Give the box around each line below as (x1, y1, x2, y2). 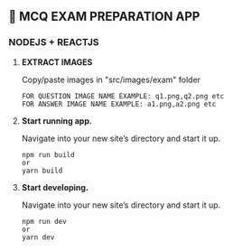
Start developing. (21, 181, 89, 192)
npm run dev (21, 217, 67, 226)
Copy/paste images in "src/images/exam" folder (21, 74, 200, 85)
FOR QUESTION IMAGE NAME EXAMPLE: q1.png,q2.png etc (21, 91, 225, 100)
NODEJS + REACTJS (8, 36, 99, 49)
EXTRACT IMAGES (21, 56, 93, 68)
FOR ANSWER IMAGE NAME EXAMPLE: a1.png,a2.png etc (21, 99, 217, 108)
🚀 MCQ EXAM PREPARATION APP (8, 9, 200, 24)
